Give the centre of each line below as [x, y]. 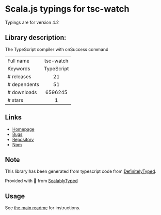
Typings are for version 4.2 [32, 22]
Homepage [23, 129]
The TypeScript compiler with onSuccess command [57, 49]
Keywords [19, 68]
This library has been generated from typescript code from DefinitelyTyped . [81, 171]
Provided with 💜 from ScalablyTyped [41, 181]
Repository [23, 139]
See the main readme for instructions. [43, 208]
